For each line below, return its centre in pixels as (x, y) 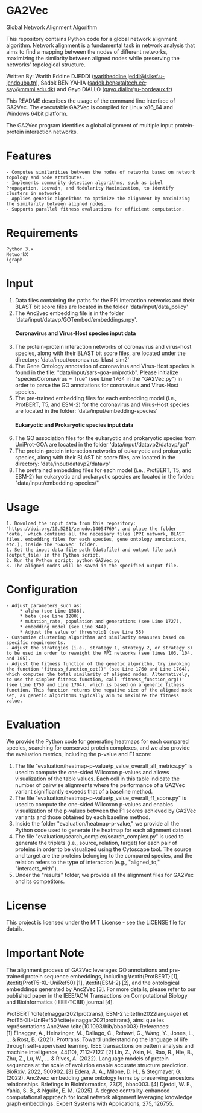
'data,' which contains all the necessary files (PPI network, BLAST (96, 534)
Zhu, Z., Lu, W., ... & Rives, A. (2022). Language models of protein (87, 1058)
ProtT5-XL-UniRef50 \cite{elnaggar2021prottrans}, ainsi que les (85, 1020)
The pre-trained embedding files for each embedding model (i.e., (96, 398)
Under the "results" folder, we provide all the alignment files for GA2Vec (104, 875)
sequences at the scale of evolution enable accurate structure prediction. (97, 1065)
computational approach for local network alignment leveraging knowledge (99, 1097)
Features (29, 156)
